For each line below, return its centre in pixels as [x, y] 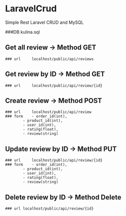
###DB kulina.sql [23, 32]
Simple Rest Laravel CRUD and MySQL [44, 22]
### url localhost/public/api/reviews [49, 59]
